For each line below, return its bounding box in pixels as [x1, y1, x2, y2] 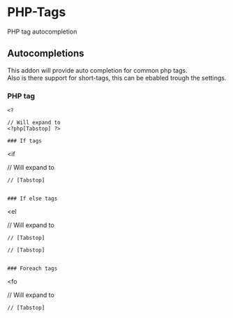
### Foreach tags [7, 265, 58, 273]
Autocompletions [7, 48, 85, 59]
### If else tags [7, 195, 58, 203]
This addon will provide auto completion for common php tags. [7, 66, 188, 74]
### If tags [7, 138, 42, 145]
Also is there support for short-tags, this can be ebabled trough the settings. [7, 73, 227, 82]
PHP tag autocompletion [7, 27, 77, 36]
